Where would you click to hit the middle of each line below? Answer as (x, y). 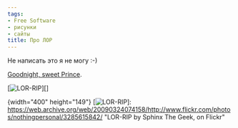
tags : (15, 14)
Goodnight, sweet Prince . (45, 75)
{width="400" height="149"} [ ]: (70, 102)
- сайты (19, 34)
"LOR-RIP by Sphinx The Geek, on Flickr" (164, 117)
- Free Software (31, 21)
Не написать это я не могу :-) (53, 60)
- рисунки (22, 27)
